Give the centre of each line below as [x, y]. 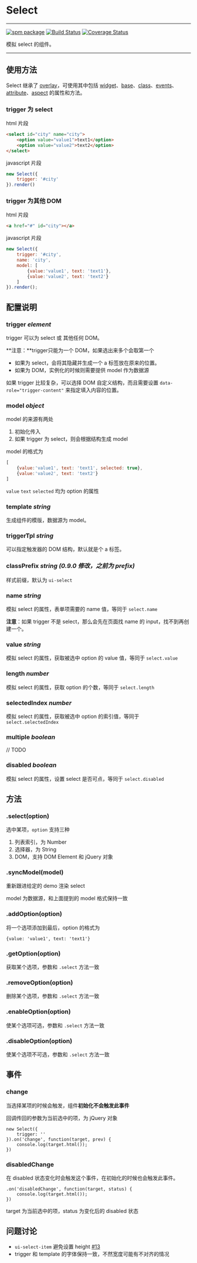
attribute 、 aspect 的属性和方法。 [46, 92]
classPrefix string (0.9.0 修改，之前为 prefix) [70, 566]
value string [23, 644]
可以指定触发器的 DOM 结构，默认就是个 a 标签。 [65, 549]
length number [28, 674]
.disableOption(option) [39, 1041]
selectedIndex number [39, 703]
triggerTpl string [30, 536]
